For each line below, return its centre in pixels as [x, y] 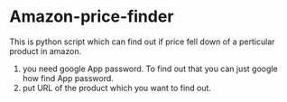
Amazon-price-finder [92, 17]
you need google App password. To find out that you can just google [150, 69]
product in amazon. [46, 51]
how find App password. [68, 78]
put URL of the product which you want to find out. [117, 88]
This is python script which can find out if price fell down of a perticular [142, 42]
